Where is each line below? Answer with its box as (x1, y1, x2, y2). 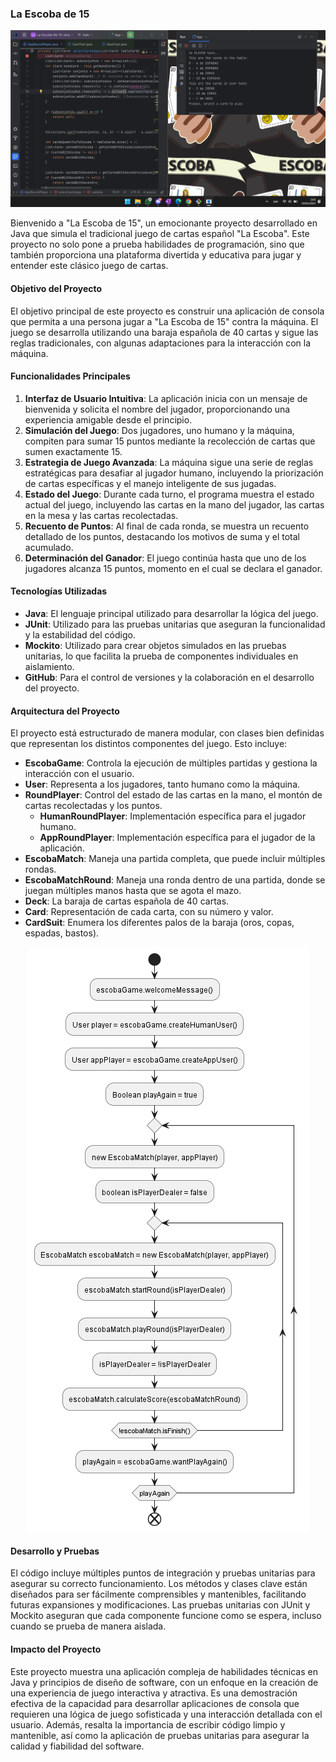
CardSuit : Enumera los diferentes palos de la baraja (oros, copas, (24, 917, 295, 929)
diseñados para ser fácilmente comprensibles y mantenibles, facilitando (10, 1588, 307, 1601)
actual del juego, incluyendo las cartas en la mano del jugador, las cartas (24, 498, 325, 511)
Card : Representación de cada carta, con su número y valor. (24, 906, 274, 918)
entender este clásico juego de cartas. (10, 260, 169, 272)
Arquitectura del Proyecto (10, 705, 120, 717)
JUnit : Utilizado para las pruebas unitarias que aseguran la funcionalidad (24, 618, 326, 630)
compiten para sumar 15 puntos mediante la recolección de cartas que (24, 435, 316, 447)
